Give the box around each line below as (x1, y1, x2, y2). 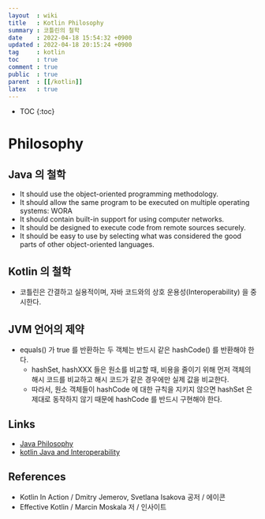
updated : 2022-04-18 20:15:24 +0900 (8, 41, 132, 49)
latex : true (8, 85, 58, 93)
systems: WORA (19, 206, 73, 216)
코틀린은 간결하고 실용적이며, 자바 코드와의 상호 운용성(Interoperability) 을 (19, 287, 249, 297)
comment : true (8, 63, 58, 71)
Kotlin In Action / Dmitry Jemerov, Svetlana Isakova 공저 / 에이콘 (19, 492, 226, 502)
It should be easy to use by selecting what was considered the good (19, 231, 242, 241)
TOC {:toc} (19, 107, 55, 116)
